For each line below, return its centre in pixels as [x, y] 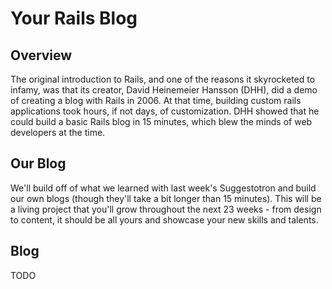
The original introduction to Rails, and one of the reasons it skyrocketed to [163, 79]
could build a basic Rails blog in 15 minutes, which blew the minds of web [161, 121]
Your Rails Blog [74, 18]
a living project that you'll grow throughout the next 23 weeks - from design [166, 209]
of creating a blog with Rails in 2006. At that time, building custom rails [156, 100]
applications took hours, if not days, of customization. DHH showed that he [165, 111]
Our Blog [38, 163]
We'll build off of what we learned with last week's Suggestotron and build [163, 188]
